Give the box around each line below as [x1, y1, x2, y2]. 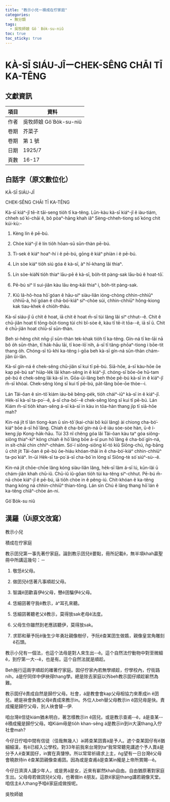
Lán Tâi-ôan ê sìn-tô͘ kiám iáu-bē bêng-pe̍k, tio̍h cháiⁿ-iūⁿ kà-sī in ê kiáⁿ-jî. [5, 391, 160, 397]
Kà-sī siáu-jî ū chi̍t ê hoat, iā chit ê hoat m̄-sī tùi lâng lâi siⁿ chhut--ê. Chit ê [5, 314, 161, 320]
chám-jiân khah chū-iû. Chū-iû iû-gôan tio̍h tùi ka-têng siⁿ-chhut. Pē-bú [5, 471, 156, 477]
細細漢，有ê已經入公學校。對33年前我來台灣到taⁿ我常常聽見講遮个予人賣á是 [5, 744, 164, 750]
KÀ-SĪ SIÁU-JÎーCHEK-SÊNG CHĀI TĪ [5, 60, 162, 71]
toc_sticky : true [5, 36, 42, 41]
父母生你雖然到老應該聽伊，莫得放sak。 [12, 622, 96, 628]
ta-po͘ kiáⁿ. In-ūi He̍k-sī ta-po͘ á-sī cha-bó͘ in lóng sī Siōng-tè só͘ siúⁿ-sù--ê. [5, 454, 161, 460]
